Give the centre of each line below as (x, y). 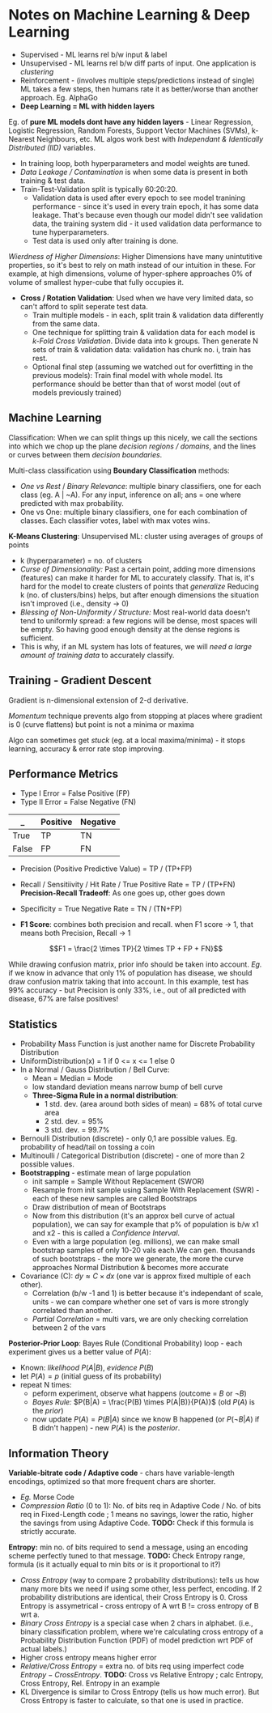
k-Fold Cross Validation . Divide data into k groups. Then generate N (145, 341)
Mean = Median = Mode (72, 1078)
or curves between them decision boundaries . (85, 454)
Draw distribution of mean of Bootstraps (99, 1207)
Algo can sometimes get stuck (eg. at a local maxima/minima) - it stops (127, 740)
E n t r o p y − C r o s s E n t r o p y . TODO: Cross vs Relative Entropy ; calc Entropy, (142, 1675)
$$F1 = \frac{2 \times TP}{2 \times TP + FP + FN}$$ (136, 949)
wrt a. (30, 1614)
